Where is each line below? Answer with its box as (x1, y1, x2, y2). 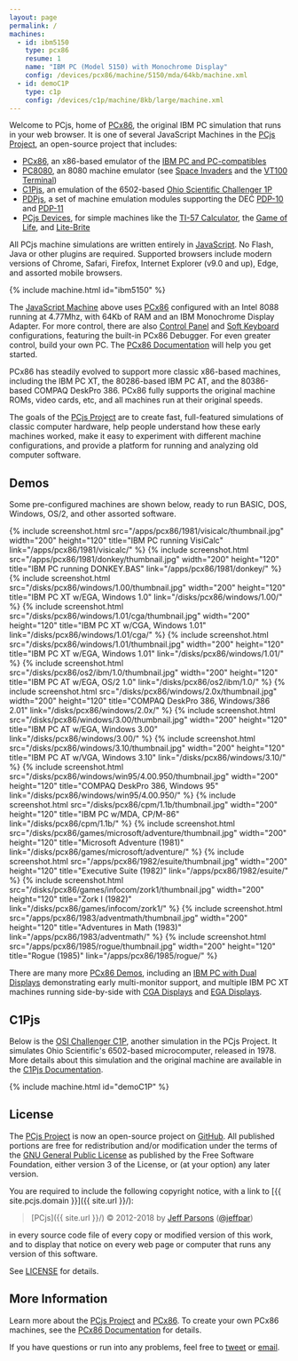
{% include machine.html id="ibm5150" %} (9, 285, 166, 296)
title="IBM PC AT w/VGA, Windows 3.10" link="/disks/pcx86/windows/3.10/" (9, 752, 286, 763)
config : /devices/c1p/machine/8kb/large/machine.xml (25, 95, 224, 105)
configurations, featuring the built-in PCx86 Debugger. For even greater (9, 330, 271, 341)
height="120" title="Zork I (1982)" (9, 894, 132, 904)
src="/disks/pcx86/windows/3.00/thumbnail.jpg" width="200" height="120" (9, 714, 287, 725)
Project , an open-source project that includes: (9, 139, 177, 149)
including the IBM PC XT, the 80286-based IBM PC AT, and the (9, 376, 239, 386)
